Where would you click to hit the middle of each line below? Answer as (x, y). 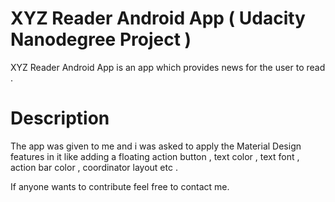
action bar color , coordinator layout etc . (94, 167)
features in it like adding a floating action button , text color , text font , (155, 156)
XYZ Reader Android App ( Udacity (158, 18)
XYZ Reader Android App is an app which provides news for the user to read (168, 67)
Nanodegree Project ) (101, 39)
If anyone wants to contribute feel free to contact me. (120, 186)
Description (60, 118)
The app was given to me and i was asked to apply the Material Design (156, 146)
